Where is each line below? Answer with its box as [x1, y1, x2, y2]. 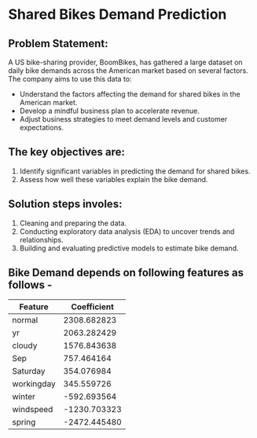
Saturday [12, 366, 46, 377]
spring [12, 417, 36, 428]
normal [12, 315, 39, 326]
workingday [12, 378, 57, 389]
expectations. [19, 123, 64, 132]
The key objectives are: [8, 145, 126, 159]
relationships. [19, 235, 64, 244]
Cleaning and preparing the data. [19, 218, 127, 228]
